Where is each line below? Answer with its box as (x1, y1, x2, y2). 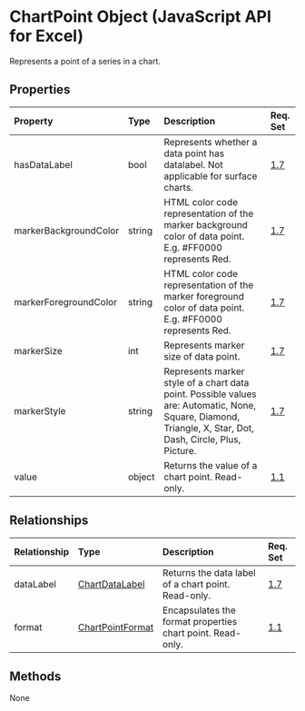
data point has (162, 147, 225, 160)
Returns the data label (162, 566, 256, 578)
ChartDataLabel (77, 578, 145, 590)
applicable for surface (162, 170, 258, 183)
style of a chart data (162, 376, 250, 389)
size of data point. (162, 350, 241, 362)
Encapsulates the (162, 604, 236, 617)
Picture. (162, 444, 197, 457)
